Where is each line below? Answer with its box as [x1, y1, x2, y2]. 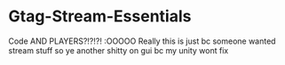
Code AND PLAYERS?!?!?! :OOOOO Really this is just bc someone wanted [8, 36, 276, 46]
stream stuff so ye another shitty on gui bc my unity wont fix [8, 45, 229, 55]
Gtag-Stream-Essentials [8, 6, 192, 27]
